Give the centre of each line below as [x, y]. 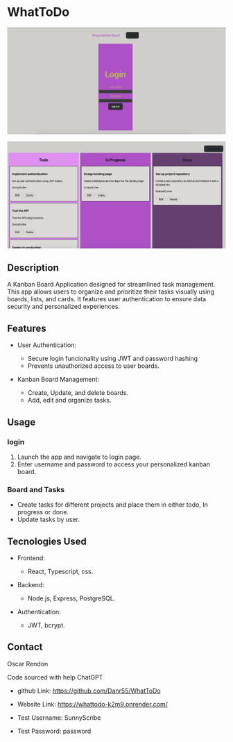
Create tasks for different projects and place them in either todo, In [112, 505]
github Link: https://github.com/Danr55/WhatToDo [89, 691]
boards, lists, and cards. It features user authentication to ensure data [107, 299]
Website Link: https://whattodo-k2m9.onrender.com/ [92, 704]
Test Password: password [54, 731]
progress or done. [43, 512]
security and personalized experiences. [63, 307]
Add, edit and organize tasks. [69, 400]
